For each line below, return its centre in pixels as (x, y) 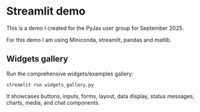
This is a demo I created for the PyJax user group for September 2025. (95, 28)
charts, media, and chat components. (53, 102)
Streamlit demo (46, 11)
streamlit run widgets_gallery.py (50, 85)
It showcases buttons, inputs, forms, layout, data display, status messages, (101, 96)
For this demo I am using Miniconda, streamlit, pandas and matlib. (89, 40)
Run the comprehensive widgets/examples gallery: (70, 74)
